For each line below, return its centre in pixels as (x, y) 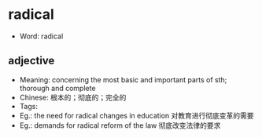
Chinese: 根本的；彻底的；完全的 (73, 97)
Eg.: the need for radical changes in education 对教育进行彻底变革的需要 (137, 115)
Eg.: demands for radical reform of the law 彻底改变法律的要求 (120, 125)
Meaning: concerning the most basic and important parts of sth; (123, 79)
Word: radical (41, 36)
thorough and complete (57, 88)
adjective (31, 61)
